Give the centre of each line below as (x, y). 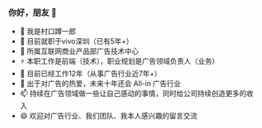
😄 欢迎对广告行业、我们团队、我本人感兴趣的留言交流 (109, 116)
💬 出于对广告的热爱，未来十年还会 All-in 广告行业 (100, 83)
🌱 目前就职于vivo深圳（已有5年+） (76, 41)
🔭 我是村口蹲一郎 (48, 31)
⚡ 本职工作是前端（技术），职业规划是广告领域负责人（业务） (119, 61)
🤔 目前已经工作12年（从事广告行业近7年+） (91, 74)
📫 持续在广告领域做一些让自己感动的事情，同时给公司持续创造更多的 (133, 94)
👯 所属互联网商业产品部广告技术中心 (79, 51)
